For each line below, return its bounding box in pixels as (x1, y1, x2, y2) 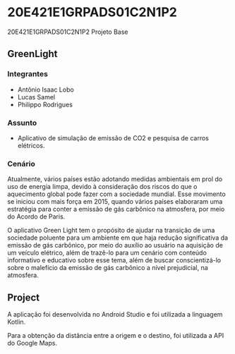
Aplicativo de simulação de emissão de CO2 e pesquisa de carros (17, 133, 210, 142)
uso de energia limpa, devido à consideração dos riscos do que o (7, 183, 198, 191)
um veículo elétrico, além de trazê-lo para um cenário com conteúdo (7, 248, 207, 257)
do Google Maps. (7, 339, 58, 348)
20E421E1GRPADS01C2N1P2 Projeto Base (7, 28, 128, 36)
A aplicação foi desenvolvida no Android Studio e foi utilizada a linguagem (7, 310, 223, 319)
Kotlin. (7, 318, 26, 326)
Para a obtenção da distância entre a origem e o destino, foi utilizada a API (7, 331, 224, 340)
